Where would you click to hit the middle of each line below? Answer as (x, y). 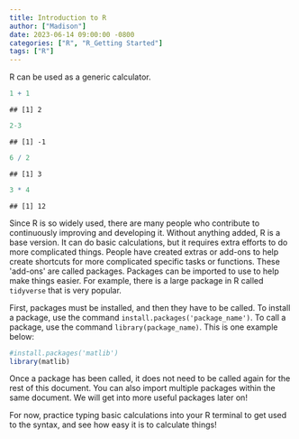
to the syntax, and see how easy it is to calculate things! (113, 425)
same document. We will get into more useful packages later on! (128, 397)
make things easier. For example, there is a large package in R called (136, 280)
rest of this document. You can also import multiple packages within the (143, 388)
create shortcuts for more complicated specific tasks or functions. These (145, 261)
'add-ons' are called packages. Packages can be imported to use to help (144, 271)
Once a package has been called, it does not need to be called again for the (150, 378)
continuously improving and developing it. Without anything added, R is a (145, 232)
